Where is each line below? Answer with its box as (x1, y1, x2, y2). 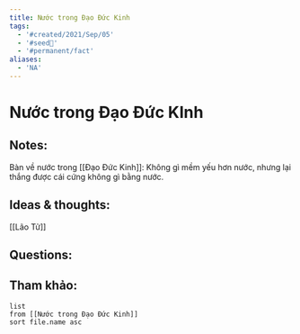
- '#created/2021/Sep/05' (17, 30, 115, 39)
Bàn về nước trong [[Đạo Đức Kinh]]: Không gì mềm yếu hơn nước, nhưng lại (9, 161, 292, 172)
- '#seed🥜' (17, 38, 58, 48)
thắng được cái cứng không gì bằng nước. (9, 171, 164, 182)
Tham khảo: (9, 278, 78, 293)
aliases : (9, 55, 42, 64)
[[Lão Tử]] (9, 221, 47, 232)
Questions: (9, 248, 73, 263)
